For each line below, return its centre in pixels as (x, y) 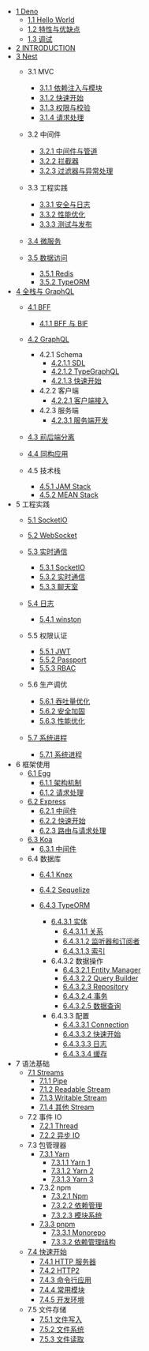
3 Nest (26, 56)
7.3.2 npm (55, 1187)
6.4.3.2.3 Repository (95, 986)
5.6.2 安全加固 (62, 711)
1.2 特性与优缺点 (54, 29)
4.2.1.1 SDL (68, 363)
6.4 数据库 (44, 859)
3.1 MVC (41, 72)
